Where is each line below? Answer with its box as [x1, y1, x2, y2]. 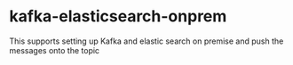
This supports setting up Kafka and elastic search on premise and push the [9, 36, 284, 46]
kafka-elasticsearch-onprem [9, 6, 227, 27]
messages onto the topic [9, 45, 100, 55]
